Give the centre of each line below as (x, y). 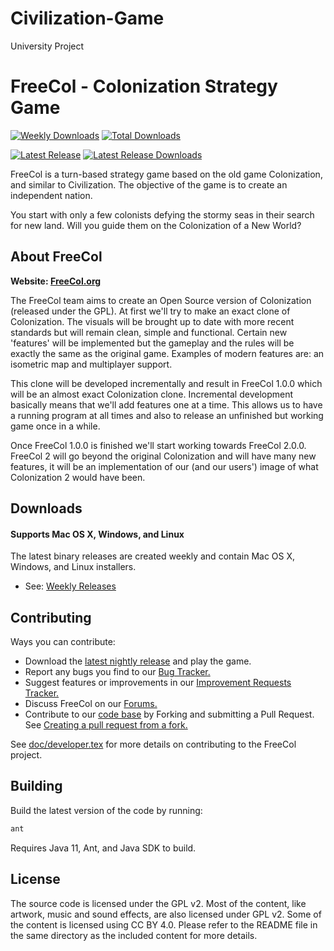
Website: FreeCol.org (56, 281)
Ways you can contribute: (63, 642)
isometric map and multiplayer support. (91, 364)
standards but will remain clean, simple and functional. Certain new (149, 332)
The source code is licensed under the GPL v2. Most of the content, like (158, 903)
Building (36, 786)
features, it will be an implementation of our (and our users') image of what (164, 466)
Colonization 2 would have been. (78, 477)
